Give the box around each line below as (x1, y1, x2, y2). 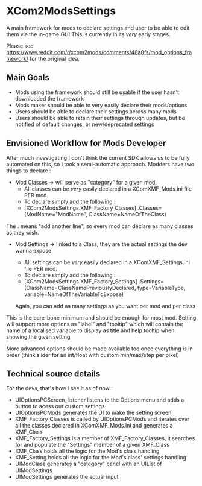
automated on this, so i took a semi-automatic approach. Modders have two (6, 160, 195, 168)
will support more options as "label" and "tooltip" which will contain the (6, 320, 183, 327)
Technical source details (6, 368, 101, 379)
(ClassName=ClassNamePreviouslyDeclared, (24, 284, 137, 291)
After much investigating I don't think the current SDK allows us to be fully (6, 154, 190, 161)
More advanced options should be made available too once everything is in (6, 345, 193, 352)
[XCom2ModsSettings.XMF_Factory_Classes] (24, 204, 137, 212)
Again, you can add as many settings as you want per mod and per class (14, 302, 196, 309)
